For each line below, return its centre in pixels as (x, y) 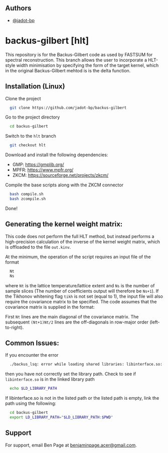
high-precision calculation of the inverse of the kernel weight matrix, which (83, 242)
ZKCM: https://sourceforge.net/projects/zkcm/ (60, 175)
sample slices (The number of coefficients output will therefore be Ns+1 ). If (82, 291)
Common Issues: (32, 343)
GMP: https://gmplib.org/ (38, 165)
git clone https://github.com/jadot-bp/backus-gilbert (68, 107)
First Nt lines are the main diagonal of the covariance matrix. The (72, 316)
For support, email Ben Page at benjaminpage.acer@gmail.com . (71, 445)
